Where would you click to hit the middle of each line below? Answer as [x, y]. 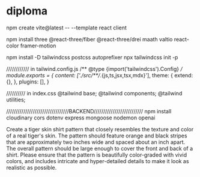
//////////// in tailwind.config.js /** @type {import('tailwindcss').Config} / [95, 69]
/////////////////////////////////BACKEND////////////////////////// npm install [89, 111]
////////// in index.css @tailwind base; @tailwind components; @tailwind [94, 93]
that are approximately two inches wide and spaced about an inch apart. [96, 142]
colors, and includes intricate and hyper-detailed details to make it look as [98, 161]
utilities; [16, 100]
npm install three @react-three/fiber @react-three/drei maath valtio [89, 39]
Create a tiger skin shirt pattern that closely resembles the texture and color [100, 129]
